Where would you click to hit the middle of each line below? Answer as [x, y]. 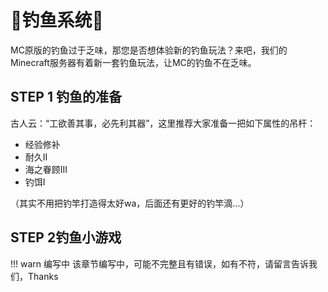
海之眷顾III [46, 169]
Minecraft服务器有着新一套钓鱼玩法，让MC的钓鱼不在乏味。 [133, 62]
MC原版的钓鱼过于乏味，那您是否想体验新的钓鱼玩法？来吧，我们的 [149, 50]
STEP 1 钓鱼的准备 [66, 97]
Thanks [43, 276]
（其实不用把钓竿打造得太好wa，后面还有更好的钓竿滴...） [130, 203]
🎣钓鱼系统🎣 [57, 20]
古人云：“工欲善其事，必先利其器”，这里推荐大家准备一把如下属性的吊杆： [163, 123]
